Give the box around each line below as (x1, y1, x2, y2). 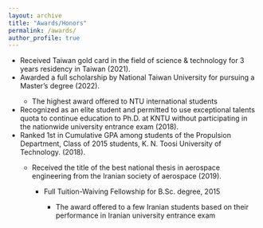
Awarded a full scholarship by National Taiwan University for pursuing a (19, 73, 255, 82)
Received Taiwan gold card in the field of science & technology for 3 (19, 56, 245, 65)
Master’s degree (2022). (19, 81, 100, 91)
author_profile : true (8, 33, 80, 42)
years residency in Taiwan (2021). (19, 65, 131, 74)
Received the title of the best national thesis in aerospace (31, 163, 221, 172)
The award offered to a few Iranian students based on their (55, 202, 249, 212)
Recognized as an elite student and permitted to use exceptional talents (19, 105, 255, 115)
